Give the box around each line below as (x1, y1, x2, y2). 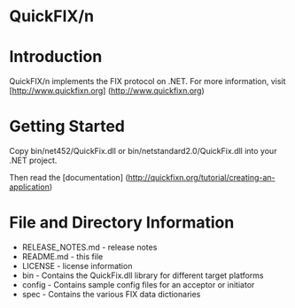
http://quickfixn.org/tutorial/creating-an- (128, 173, 276, 183)
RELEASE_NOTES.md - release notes (21, 242, 158, 252)
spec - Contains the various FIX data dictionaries (21, 289, 201, 299)
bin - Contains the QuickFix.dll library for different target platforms (21, 270, 264, 281)
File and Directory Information (9, 212, 235, 233)
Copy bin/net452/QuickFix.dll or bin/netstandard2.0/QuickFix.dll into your (9, 146, 277, 157)
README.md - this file (21, 251, 104, 262)
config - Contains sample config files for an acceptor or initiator (21, 280, 255, 289)
